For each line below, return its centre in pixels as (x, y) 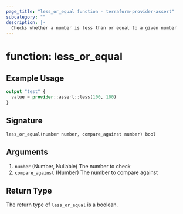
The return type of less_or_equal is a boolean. (62, 205)
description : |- (26, 22)
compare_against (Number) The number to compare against (86, 172)
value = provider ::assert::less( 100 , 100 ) (64, 97)
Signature (24, 121)
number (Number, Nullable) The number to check (72, 166)
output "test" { (26, 92)
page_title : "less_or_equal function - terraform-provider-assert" (90, 11)
